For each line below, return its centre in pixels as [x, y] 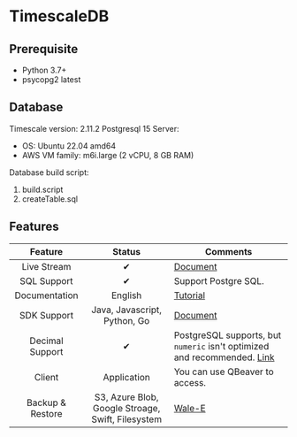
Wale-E [190, 408]
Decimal [46, 341]
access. [190, 382]
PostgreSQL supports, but [228, 335]
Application [126, 377]
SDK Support [46, 315]
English [127, 295]
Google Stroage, [126, 408]
